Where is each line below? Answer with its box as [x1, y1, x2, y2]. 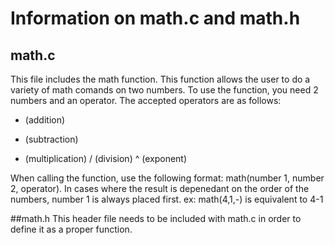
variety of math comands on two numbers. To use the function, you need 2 [10, 84, 319, 96]
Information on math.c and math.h [10, 7, 301, 30]
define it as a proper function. [10, 223, 133, 235]
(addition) [24, 114, 66, 126]
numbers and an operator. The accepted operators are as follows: [10, 95, 282, 106]
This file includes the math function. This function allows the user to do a [10, 73, 311, 85]
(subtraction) [24, 133, 79, 145]
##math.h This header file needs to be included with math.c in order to [10, 213, 302, 224]
